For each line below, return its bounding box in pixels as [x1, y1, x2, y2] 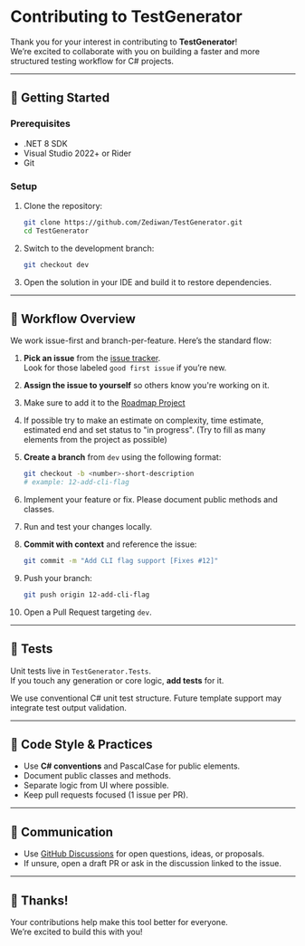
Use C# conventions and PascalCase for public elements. [23, 760, 241, 771]
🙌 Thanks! [10, 893, 69, 908]
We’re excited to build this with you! [10, 926, 143, 938]
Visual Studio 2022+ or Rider [23, 148, 132, 158]
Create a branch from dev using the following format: [23, 452, 222, 463]
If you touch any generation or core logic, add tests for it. [10, 674, 224, 685]
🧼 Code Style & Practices [10, 737, 153, 752]
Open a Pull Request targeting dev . [23, 607, 152, 617]
